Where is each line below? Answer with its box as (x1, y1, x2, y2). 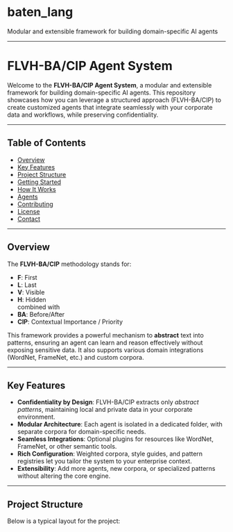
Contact (17, 215, 40, 223)
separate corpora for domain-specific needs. (17, 428, 146, 436)
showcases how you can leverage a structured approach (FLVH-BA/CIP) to (7, 95, 222, 104)
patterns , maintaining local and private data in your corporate (17, 406, 193, 414)
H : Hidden (17, 295, 46, 304)
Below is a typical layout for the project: (7, 517, 121, 525)
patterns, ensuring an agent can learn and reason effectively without (7, 338, 203, 347)
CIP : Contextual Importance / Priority (17, 317, 123, 326)
